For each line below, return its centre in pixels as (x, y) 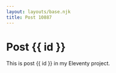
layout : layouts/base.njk (38, 12)
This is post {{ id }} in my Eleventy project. (58, 63)
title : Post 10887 (29, 17)
